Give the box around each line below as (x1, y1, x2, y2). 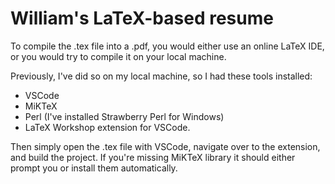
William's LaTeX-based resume (10, 7, 274, 30)
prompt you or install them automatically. (10, 162, 178, 174)
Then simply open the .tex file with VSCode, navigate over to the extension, (10, 140, 321, 152)
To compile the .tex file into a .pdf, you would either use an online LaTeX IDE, (10, 40, 325, 52)
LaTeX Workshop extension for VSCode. (24, 121, 191, 133)
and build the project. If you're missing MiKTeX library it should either (10, 151, 296, 163)
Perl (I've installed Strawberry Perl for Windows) (24, 110, 225, 122)
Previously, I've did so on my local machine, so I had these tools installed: (10, 70, 313, 82)
